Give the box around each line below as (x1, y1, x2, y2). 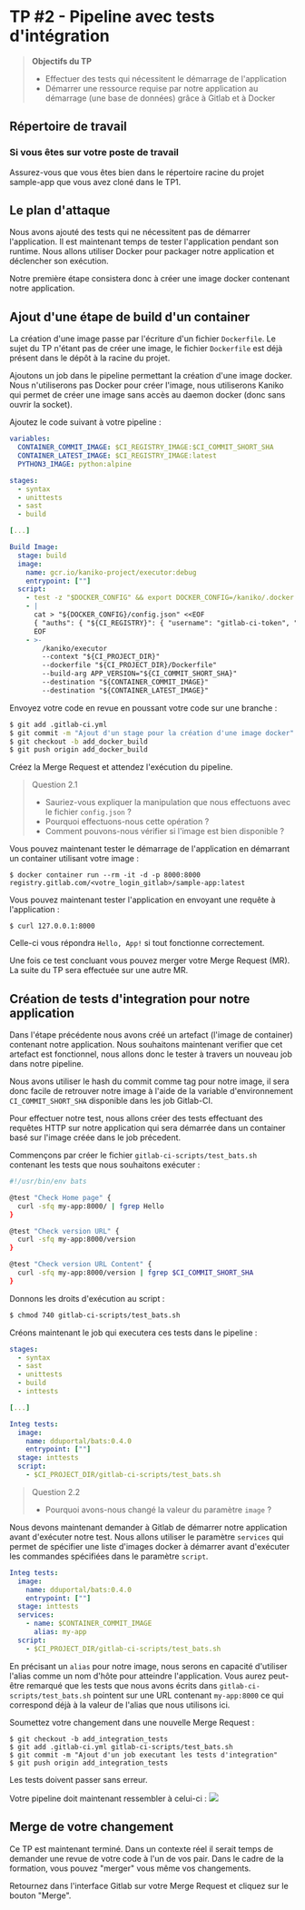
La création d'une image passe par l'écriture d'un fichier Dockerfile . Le (9, 333, 277, 344)
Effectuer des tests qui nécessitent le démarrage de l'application (44, 73, 288, 84)
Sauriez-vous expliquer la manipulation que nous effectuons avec (44, 797, 291, 808)
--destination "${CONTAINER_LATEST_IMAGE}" (42, 685, 209, 695)
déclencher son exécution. (9, 256, 109, 267)
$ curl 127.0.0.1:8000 (9, 921, 95, 931)
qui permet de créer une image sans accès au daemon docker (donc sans (9, 389, 286, 400)
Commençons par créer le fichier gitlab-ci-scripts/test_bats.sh (9, 1150, 257, 1161)
